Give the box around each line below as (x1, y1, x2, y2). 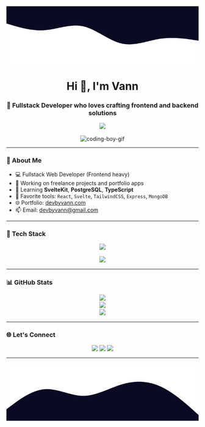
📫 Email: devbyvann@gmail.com (15, 206, 99, 213)
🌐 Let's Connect (6, 330, 56, 339)
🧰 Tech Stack (6, 229, 46, 238)
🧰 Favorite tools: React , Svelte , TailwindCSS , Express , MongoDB (15, 192, 168, 199)
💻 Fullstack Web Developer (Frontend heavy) (15, 171, 130, 178)
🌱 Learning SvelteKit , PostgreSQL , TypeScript (15, 186, 134, 193)
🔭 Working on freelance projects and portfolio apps (15, 179, 144, 187)
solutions (88, 109, 117, 117)
